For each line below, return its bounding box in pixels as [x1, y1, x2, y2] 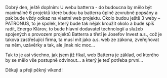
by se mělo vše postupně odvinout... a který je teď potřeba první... [5, 57, 143, 63]
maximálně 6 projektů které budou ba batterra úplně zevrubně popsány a [5, 10, 158, 16]
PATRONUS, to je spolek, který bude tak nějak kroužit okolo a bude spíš [5, 20, 154, 26]
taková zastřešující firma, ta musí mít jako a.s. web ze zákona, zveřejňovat [5, 36, 159, 43]
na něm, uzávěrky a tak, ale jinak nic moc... [5, 42, 95, 48]
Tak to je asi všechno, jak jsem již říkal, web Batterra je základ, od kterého [5, 52, 159, 58]
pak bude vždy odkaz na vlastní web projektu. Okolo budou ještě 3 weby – [5, 15, 160, 21]
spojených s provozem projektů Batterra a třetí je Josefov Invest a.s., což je [5, 31, 162, 37]
